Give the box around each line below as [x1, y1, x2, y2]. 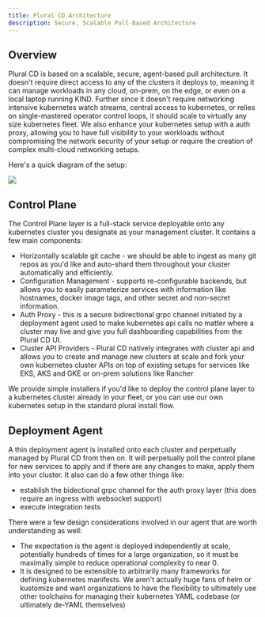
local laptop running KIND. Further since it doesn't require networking [8, 94, 235, 104]
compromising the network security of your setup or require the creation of [8, 136, 253, 146]
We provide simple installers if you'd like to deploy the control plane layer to [8, 384, 255, 394]
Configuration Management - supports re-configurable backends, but [19, 276, 247, 286]
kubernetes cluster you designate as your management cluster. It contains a [8, 227, 256, 237]
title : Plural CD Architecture [8, 11, 112, 20]
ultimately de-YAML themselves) [19, 600, 126, 609]
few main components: [8, 236, 83, 245]
